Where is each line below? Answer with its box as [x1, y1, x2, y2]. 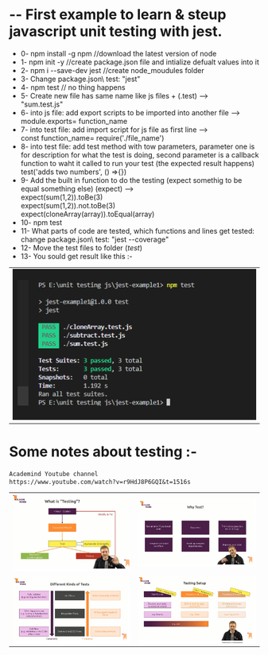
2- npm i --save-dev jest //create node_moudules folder [20, 65, 205, 75]
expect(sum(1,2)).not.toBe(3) [20, 200, 116, 210]
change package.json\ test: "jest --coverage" [20, 234, 169, 244]
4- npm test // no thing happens [20, 82, 126, 92]
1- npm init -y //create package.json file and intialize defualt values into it [20, 57, 259, 67]
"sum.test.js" [20, 99, 64, 109]
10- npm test [20, 217, 63, 227]
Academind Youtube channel [9, 470, 99, 478]
